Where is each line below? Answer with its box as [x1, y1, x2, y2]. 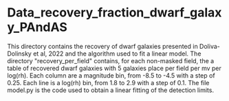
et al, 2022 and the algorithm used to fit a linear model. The [33, 49, 201, 58]
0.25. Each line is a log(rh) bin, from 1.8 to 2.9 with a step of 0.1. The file [7, 78, 210, 87]
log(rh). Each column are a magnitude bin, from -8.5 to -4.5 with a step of [7, 71, 215, 80]
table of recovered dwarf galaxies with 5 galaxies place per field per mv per [7, 64, 222, 72]
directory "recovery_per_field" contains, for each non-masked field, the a [7, 56, 215, 65]
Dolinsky [7, 49, 32, 58]
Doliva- [199, 42, 220, 50]
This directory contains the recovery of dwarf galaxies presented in [7, 42, 198, 50]
